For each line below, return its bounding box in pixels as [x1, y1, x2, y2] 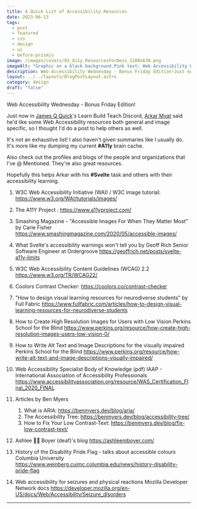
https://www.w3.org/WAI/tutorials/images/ [15, 194, 117, 202]
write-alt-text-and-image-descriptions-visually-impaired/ [15, 354, 153, 361]
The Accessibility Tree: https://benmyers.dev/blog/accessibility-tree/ [23, 413, 190, 420]
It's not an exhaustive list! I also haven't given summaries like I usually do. [6, 136, 184, 143]
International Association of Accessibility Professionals [15, 371, 148, 378]
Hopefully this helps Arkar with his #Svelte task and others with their [6, 171, 173, 178]
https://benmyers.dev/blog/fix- [110, 419, 185, 426]
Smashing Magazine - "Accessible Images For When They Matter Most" [15, 217, 189, 224]
